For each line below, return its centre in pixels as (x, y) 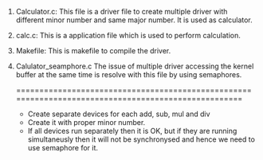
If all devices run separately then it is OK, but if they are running (132, 131)
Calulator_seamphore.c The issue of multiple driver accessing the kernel (135, 66)
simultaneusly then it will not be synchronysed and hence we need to (141, 139)
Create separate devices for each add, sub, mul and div (119, 114)
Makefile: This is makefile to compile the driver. (93, 51)
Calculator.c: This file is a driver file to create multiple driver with (122, 12)
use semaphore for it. (63, 148)
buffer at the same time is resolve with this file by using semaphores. (129, 74)
